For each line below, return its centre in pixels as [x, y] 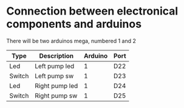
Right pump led [56, 86]
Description [56, 56]
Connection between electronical [92, 11]
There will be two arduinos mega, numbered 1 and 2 [71, 41]
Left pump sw [54, 76]
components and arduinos [74, 24]
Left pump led [54, 66]
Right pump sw [56, 95]
